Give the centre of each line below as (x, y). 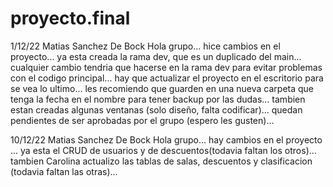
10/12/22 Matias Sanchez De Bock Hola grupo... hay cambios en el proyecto (166, 139)
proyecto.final (70, 18)
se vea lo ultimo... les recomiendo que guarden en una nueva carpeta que (162, 88)
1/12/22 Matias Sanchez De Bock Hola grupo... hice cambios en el (145, 46)
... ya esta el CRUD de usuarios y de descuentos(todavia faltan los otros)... (163, 150)
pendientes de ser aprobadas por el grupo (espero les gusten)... (142, 120)
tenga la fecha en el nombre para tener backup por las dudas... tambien (158, 99)
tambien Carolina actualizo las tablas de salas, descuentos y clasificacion (161, 161)
